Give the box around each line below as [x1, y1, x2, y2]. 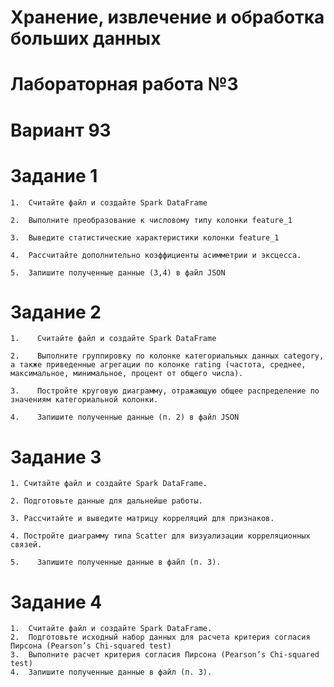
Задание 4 [10, 591, 103, 613]
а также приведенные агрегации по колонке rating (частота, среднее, [10, 360, 307, 370]
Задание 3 [10, 446, 102, 468]
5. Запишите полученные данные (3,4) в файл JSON [10, 267, 226, 278]
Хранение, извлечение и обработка [10, 6, 325, 29]
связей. [10, 540, 43, 550]
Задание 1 [10, 164, 98, 187]
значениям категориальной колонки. [10, 395, 159, 405]
